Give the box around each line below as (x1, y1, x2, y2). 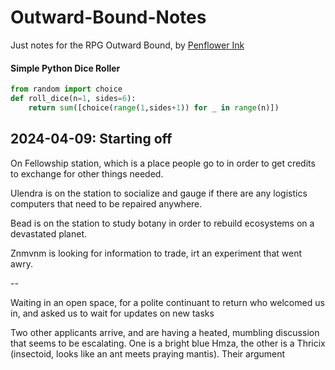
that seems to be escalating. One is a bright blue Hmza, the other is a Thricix (10, 337, 326, 349)
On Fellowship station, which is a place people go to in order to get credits (10, 157, 316, 169)
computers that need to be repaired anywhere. (10, 197, 203, 210)
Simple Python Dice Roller (10, 62, 121, 74)
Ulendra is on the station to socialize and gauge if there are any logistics (10, 187, 308, 199)
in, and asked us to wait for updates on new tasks (10, 307, 215, 319)
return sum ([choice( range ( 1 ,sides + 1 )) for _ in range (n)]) (28, 102, 280, 113)
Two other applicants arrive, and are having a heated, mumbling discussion (10, 326, 320, 338)
